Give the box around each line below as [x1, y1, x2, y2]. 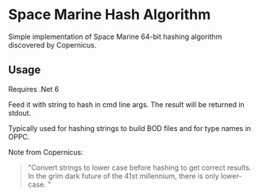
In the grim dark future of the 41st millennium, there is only [27, 171, 220, 180]
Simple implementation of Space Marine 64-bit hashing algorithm [8, 32, 222, 41]
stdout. [8, 108, 32, 117]
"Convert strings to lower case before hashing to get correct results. [27, 163, 252, 172]
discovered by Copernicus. [8, 40, 97, 49]
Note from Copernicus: [8, 147, 83, 156]
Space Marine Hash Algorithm [8, 6, 211, 24]
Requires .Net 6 [8, 84, 60, 94]
